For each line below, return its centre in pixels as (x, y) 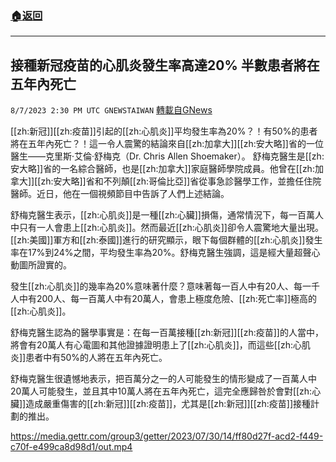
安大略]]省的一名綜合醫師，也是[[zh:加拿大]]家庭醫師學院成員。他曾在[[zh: (162, 169)
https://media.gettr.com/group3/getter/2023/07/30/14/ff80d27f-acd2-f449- (167, 436)
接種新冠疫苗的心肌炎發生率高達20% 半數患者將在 (165, 65)
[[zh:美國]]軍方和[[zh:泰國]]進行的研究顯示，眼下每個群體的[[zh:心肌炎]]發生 (166, 240)
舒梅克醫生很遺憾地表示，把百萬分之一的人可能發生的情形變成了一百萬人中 (163, 379)
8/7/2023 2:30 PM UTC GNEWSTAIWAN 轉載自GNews (111, 110)
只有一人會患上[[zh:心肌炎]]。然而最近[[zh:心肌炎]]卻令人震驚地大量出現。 (171, 228)
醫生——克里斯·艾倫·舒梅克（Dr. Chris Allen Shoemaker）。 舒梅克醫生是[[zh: (167, 156)
